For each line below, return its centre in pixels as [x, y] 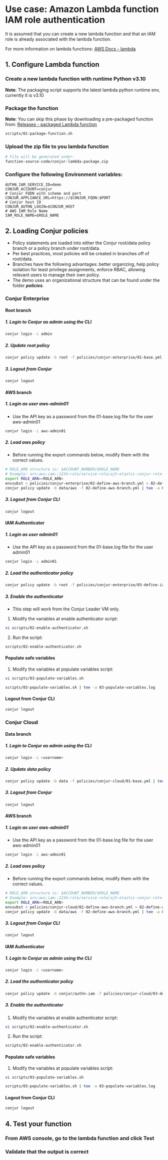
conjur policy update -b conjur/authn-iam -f [53, 993]
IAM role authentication [55, 20]
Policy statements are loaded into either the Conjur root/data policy [81, 243]
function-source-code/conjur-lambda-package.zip [57, 161]
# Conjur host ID [23, 202]
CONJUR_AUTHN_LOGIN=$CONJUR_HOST [40, 207]
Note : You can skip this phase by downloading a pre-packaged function [79, 119]
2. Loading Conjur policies [47, 231]
